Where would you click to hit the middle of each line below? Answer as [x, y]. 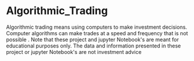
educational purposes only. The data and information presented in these [93, 46]
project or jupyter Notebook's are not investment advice [74, 52]
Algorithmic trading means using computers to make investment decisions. [97, 27]
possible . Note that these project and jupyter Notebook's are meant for [93, 39]
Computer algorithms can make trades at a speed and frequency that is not [97, 33]
